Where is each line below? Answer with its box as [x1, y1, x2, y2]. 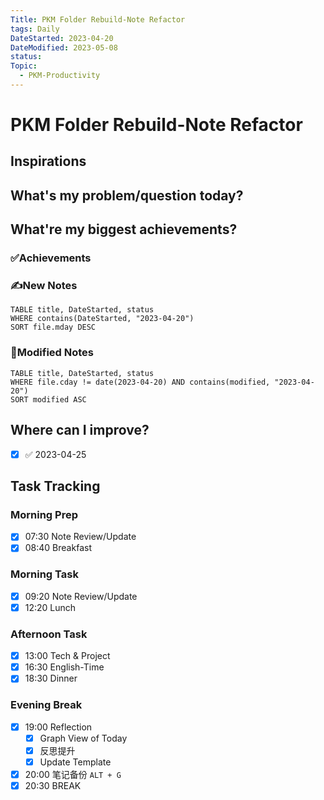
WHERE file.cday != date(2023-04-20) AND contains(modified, [10, 377, 271, 387]
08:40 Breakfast [24, 542, 92, 554]
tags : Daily [10, 24, 60, 34]
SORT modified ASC [10, 394, 87, 405]
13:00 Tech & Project [24, 650, 111, 662]
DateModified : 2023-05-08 [10, 42, 118, 53]
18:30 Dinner [24, 672, 78, 685]
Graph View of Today [39, 732, 128, 744]
